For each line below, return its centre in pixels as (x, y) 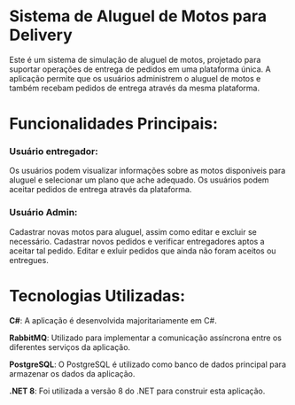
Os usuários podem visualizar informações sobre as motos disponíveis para (147, 171)
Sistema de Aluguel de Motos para (138, 16)
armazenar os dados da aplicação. (72, 373)
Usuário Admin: (43, 213)
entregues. (29, 260)
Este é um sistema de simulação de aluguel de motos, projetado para (135, 59)
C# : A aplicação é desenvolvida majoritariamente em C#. (113, 320)
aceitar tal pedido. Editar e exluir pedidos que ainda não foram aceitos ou (143, 251)
